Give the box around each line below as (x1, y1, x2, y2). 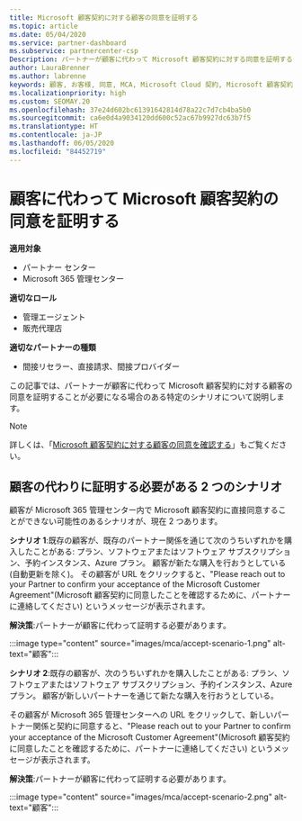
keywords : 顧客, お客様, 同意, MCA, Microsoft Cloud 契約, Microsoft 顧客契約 (9, 80, 294, 89)
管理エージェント (22, 311, 86, 322)
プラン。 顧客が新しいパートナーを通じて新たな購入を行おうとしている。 (9, 690, 279, 701)
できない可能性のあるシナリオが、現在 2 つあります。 (24, 516, 223, 527)
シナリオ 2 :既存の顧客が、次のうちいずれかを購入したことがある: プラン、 (9, 668, 283, 679)
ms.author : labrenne (9, 72, 87, 81)
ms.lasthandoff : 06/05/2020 (9, 139, 115, 148)
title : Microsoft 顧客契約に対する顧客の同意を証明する (9, 13, 199, 23)
